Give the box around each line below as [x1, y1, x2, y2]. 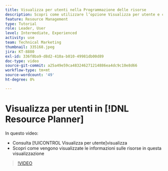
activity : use [5, 35, 35, 40]
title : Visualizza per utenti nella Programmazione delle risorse [5, 7, 146, 12]
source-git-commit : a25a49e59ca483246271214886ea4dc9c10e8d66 [5, 63, 137, 68]
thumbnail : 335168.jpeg [5, 44, 55, 49]
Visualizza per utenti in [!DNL [5, 103, 129, 114]
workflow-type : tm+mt [5, 68, 50, 73]
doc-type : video [5, 58, 39, 63]
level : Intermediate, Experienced [5, 30, 77, 35]
